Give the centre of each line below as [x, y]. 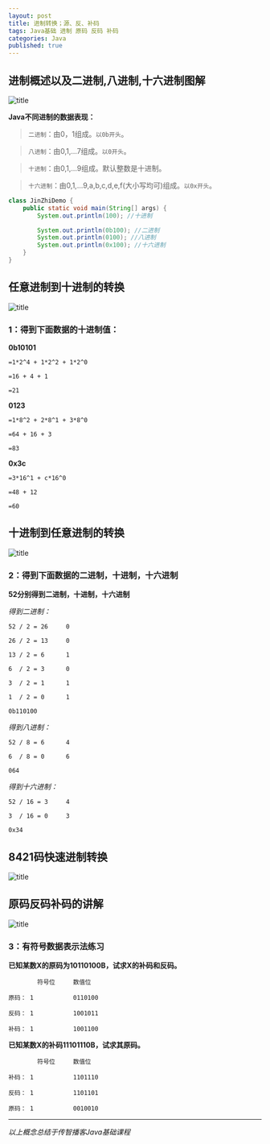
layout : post [30, 16]
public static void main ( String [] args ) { [95, 208]
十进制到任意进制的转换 [66, 533]
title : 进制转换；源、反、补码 [54, 23]
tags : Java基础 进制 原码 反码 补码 [63, 31]
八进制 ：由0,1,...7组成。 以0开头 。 [79, 151]
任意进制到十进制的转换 [66, 287]
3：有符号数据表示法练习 [56, 946]
